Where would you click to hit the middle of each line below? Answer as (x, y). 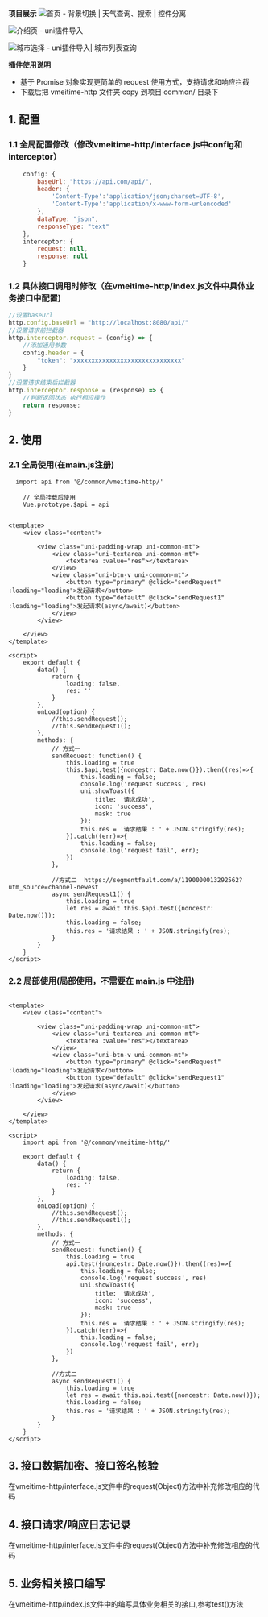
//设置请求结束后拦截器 (42, 383)
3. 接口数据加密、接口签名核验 (83, 1465)
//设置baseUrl (31, 315)
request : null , (63, 249)
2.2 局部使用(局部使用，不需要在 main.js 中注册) (101, 981)
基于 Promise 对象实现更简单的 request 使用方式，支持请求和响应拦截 (135, 82)
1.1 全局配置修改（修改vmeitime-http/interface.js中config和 (126, 145)
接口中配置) (39, 298)
